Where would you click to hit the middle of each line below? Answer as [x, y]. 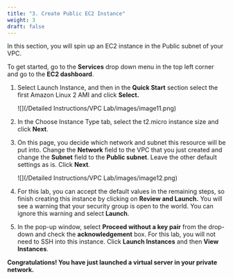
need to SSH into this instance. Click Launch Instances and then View [118, 242]
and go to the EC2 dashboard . [51, 74]
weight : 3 [21, 20]
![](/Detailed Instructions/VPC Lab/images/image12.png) [97, 178]
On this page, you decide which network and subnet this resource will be [121, 143]
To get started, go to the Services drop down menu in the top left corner [111, 67]
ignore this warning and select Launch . [73, 214]
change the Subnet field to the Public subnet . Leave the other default [117, 157]
